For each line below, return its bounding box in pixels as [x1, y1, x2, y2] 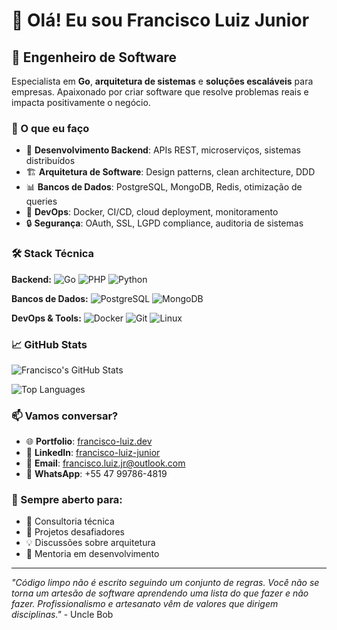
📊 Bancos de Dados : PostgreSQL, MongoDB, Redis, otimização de [25, 181, 303, 193]
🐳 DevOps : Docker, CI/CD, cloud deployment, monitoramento [25, 206, 279, 218]
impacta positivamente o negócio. [11, 97, 151, 108]
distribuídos [25, 155, 76, 167]
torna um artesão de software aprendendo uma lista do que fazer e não [11, 587, 309, 599]
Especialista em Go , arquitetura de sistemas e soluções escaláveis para [11, 75, 314, 87]
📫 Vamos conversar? [11, 409, 119, 423]
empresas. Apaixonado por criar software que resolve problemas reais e [11, 86, 309, 98]
